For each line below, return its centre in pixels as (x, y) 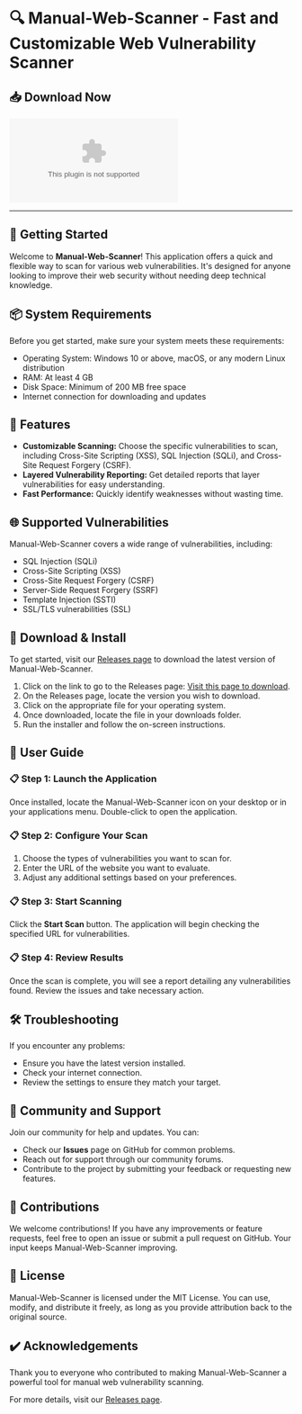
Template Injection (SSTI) (69, 599)
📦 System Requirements (81, 315)
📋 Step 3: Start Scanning (66, 901)
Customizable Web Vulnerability (133, 44)
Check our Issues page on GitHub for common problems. (129, 1150)
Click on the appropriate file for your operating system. (124, 706)
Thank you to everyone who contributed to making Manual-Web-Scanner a (148, 1372)
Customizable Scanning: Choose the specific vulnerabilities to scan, (150, 446)
